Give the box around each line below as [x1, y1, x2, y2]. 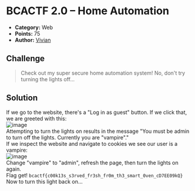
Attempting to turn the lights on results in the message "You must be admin [6, 128, 190, 135]
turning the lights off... [20, 75, 75, 82]
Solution [6, 93, 38, 103]
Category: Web [14, 24, 53, 31]
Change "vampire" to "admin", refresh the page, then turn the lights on [6, 159, 179, 166]
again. [6, 165, 22, 173]
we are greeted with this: [6, 114, 67, 122]
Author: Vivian [14, 36, 52, 43]
